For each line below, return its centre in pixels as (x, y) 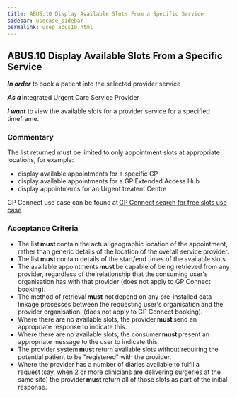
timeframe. (23, 119)
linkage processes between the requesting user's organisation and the (120, 304)
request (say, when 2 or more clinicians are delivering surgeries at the (119, 372)
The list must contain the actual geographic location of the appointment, (122, 244)
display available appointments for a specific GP (88, 174)
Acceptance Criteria (43, 229)
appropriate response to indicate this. (72, 326)
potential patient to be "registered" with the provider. (94, 357)
